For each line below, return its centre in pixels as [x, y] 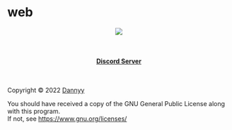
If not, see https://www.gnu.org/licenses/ [67, 119]
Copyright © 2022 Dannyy [46, 90]
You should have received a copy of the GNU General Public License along [116, 104]
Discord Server [119, 61]
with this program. [34, 111]
